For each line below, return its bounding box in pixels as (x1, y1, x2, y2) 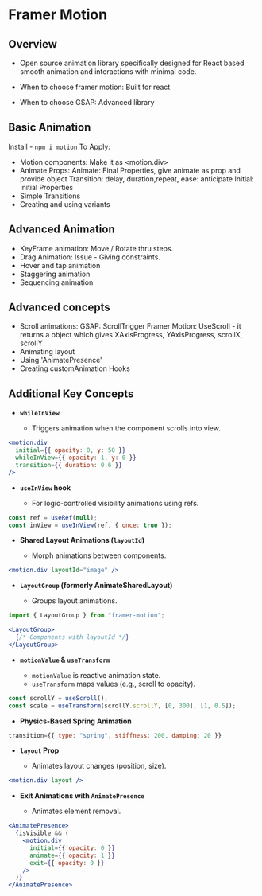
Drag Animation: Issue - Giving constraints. (19, 252, 161, 262)
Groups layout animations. (31, 596, 118, 606)
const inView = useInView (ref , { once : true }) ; (8, 521, 172, 529)
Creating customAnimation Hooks (19, 364, 131, 373)
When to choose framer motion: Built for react (19, 82, 171, 92)
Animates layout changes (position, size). (31, 762, 167, 771)
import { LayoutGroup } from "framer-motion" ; (8, 611, 165, 620)
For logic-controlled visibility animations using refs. (31, 498, 199, 508)
